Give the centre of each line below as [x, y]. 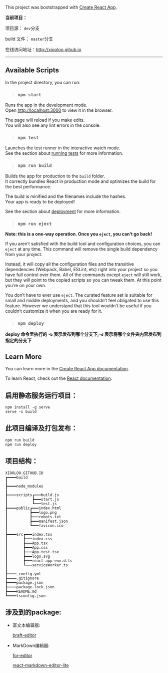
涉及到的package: [33, 612]
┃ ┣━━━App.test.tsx [32, 552]
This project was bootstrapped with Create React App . [61, 7]
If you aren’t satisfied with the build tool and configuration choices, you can [83, 244]
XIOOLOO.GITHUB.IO [24, 473]
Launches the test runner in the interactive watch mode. [63, 148]
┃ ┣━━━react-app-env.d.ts [39, 561]
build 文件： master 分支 [29, 39]
